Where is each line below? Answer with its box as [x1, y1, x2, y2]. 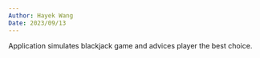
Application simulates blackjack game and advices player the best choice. [8, 41, 253, 50]
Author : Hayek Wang [8, 11, 74, 20]
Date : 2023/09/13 [8, 19, 67, 27]
